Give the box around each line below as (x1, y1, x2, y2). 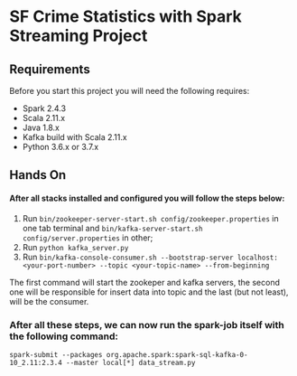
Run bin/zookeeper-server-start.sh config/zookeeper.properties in (22, 212, 279, 223)
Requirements (9, 61, 90, 77)
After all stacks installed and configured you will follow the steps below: (9, 193, 285, 203)
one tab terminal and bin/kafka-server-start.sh (22, 222, 203, 233)
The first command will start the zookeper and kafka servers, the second (9, 277, 280, 287)
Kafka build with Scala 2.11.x (22, 132, 128, 142)
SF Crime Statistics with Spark (9, 6, 242, 27)
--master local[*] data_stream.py (66, 358, 196, 367)
